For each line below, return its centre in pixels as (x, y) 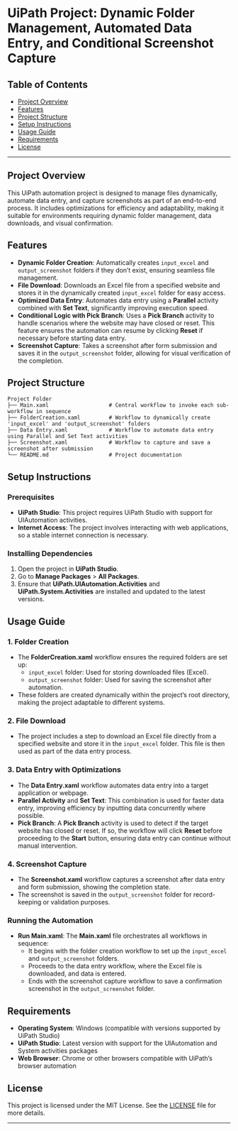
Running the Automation (50, 920)
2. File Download (36, 721)
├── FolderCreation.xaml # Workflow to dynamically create (109, 418)
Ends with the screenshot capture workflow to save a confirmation (125, 981)
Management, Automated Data (100, 28)
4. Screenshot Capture (47, 864)
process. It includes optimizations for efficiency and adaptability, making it (116, 208)
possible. (31, 815)
